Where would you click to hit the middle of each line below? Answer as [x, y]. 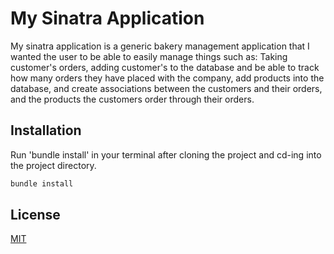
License [35, 215]
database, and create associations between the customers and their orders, [166, 88]
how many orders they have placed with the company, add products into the [167, 78]
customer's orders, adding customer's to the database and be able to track [165, 67]
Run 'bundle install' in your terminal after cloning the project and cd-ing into [166, 154]
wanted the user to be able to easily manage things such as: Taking [149, 56]
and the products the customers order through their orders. [132, 99]
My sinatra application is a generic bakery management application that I [160, 46]
